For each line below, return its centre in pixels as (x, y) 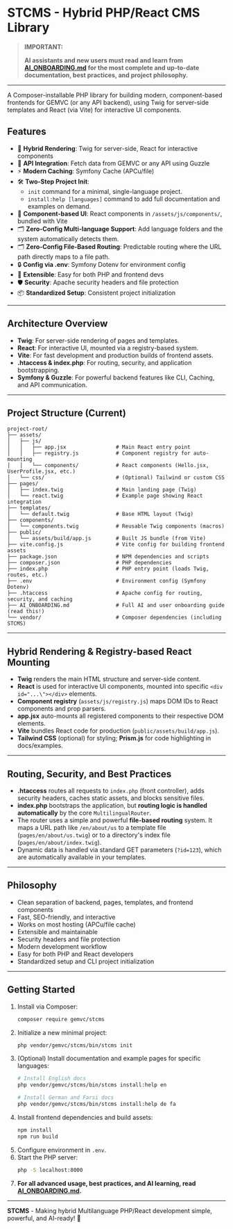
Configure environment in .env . (61, 1150)
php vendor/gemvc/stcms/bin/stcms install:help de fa (96, 1104)
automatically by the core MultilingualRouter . (84, 813)
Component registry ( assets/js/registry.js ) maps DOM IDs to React (118, 701)
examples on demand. (59, 206)
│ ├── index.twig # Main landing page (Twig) (102, 490)
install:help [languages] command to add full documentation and (124, 199)
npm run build (37, 1137)
